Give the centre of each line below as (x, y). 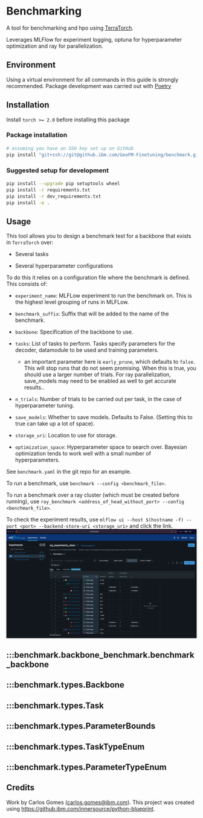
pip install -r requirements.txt (48, 190)
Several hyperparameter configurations (64, 266)
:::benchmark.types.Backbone (66, 685)
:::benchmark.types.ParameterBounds (81, 726)
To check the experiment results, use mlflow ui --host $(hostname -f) (95, 520)
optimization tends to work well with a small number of (83, 454)
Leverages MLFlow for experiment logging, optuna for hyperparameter (94, 39)
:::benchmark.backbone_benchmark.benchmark (100, 655)
